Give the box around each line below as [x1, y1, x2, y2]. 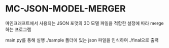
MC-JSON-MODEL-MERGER [5, 3, 126, 14]
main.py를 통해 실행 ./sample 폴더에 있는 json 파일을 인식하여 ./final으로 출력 [5, 37, 159, 43]
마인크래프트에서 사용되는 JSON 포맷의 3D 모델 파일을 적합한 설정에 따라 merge [5, 20, 164, 26]
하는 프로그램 [5, 26, 31, 32]
